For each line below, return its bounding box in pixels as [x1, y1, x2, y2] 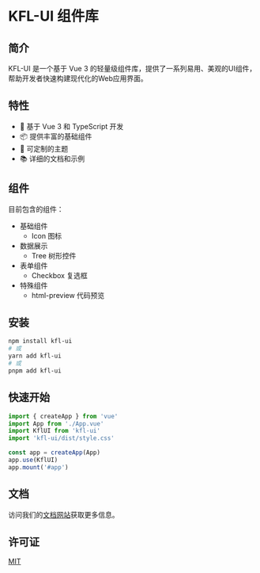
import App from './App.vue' [8, 419, 104, 428]
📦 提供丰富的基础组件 [19, 132, 92, 141]
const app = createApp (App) [8, 449, 101, 456]
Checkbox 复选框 [31, 270, 89, 280]
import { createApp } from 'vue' [8, 412, 119, 420]
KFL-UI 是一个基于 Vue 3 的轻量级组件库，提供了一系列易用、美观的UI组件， [8, 64, 257, 73]
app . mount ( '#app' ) [8, 463, 69, 472]
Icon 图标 [31, 231, 62, 240]
